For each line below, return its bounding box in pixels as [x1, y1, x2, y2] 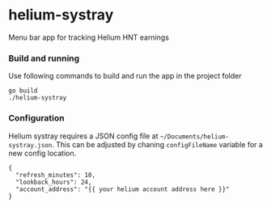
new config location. [8, 148, 77, 158]
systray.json [8, 141, 53, 149]
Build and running [8, 53, 80, 64]
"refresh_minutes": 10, [15, 171, 95, 179]
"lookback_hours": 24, [15, 178, 92, 186]
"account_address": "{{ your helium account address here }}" [15, 185, 230, 193]
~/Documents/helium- [159, 132, 229, 141]
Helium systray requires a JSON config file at [8, 131, 159, 141]
